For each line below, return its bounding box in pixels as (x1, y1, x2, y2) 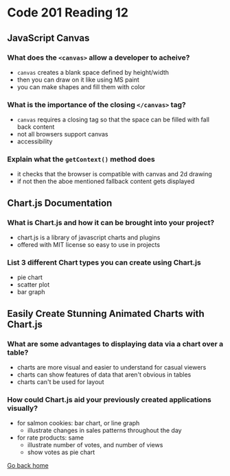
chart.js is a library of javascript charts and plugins (16, 233, 161, 241)
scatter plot (16, 281, 50, 289)
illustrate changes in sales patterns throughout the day (27, 427, 182, 435)
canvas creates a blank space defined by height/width (16, 68, 170, 76)
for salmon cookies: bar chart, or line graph (16, 419, 140, 427)
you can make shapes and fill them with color (16, 82, 146, 91)
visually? (7, 403, 38, 413)
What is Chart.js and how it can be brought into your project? (7, 217, 215, 227)
